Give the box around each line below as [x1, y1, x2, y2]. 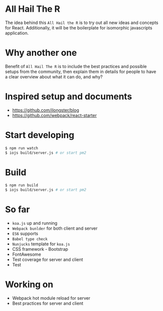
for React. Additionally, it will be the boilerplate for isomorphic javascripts [5, 24, 153, 30]
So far [5, 204, 30, 215]
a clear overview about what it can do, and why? [5, 73, 103, 79]
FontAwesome [12, 251, 42, 258]
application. [5, 30, 29, 36]
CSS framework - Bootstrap [12, 246, 69, 252]
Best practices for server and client [12, 300, 84, 307]
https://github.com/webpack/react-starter [12, 112, 97, 118]
